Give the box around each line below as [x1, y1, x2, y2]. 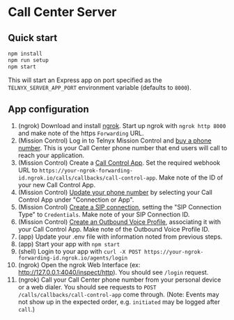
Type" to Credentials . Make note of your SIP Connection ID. [17, 210, 190, 219]
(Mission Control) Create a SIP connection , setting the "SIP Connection [17, 203, 222, 211]
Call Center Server [8, 4, 117, 20]
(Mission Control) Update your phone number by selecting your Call [17, 189, 213, 197]
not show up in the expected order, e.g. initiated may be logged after [17, 298, 220, 306]
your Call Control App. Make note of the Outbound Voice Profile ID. [17, 225, 210, 234]
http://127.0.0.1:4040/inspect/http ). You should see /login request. [17, 269, 209, 277]
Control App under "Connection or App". [17, 195, 134, 204]
